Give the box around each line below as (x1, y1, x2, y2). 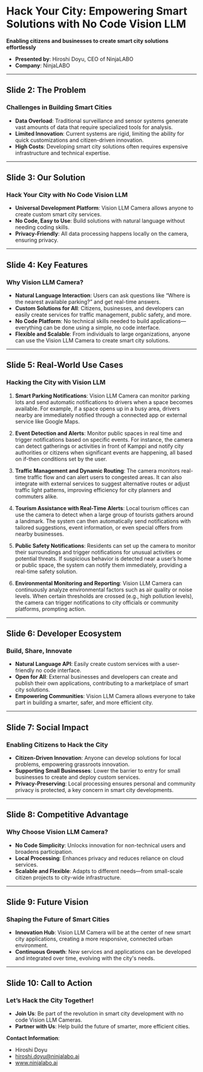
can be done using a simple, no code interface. (43, 324, 161, 331)
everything (14, 324, 42, 331)
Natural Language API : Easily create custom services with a (14, 661, 165, 668)
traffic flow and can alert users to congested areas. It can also (27, 473, 182, 481)
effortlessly (6, 44, 36, 51)
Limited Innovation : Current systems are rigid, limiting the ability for (14, 130, 184, 137)
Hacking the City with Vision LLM (6, 378, 106, 387)
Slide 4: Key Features (6, 259, 88, 270)
